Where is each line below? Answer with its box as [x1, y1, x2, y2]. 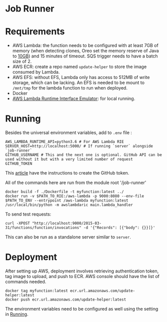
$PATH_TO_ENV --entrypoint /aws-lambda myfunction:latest [5, 198, 128, 203]
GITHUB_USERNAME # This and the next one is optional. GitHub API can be [5, 152, 162, 157]
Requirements [5, 26, 65, 37]
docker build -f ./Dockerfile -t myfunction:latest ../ [5, 189, 124, 194]
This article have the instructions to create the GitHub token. [5, 170, 129, 176]
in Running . [5, 311, 28, 317]
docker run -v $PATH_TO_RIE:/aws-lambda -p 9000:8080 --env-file [5, 193, 144, 199]
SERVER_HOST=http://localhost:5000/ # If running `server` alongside [5, 143, 153, 149]
